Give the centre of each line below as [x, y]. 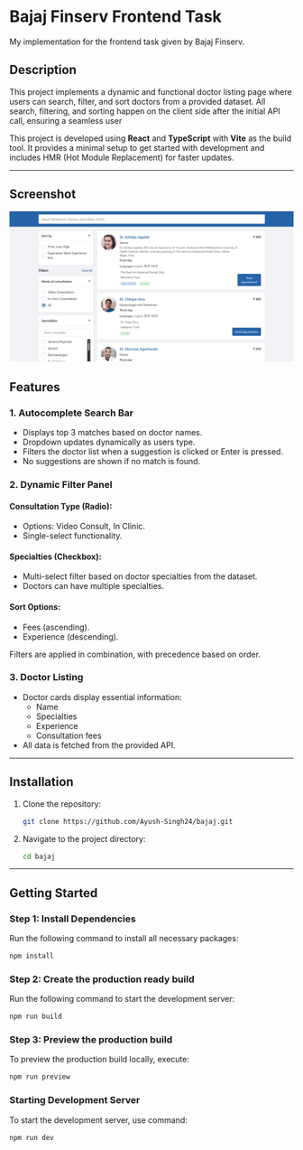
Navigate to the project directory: [84, 838]
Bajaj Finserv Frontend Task [116, 17]
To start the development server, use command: [98, 1120]
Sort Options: [35, 606]
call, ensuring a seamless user [66, 120]
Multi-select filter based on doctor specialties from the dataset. [140, 576]
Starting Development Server [75, 1100]
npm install [32, 956]
